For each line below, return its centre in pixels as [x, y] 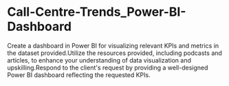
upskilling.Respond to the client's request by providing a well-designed [108, 67]
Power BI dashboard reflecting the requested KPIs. [79, 75]
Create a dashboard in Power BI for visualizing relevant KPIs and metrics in [113, 45]
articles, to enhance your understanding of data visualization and [99, 60]
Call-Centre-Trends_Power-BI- [97, 12]
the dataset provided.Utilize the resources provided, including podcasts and [115, 53]
